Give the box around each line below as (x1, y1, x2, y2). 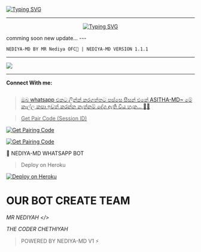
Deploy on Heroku (20, 161, 66, 168)
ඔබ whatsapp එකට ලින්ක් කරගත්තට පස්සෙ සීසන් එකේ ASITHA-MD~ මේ (20, 96, 193, 103)
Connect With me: (6, 79, 53, 86)
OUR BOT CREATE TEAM (6, 194, 130, 208)
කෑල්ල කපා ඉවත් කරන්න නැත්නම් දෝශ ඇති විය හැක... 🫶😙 (20, 103, 151, 110)
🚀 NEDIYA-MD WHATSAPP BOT (6, 150, 84, 157)
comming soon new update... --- (6, 35, 87, 41)
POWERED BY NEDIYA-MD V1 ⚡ (20, 237, 99, 244)
